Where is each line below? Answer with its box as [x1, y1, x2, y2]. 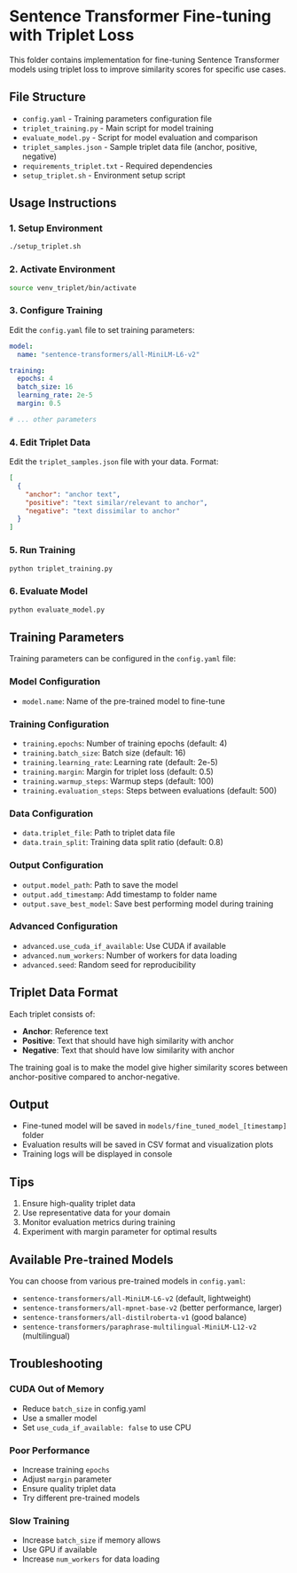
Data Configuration [9, 807, 94, 819]
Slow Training [9, 1515, 70, 1527]
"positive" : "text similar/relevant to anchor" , [25, 498, 208, 507]
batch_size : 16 [17, 383, 74, 391]
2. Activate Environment [9, 264, 116, 276]
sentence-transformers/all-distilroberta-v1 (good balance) [21, 1312, 247, 1323]
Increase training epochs [21, 1465, 111, 1475]
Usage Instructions [9, 195, 117, 210]
